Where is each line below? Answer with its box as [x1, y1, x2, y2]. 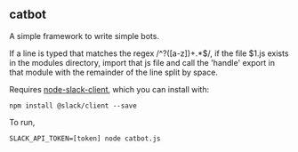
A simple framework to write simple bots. [9, 30, 160, 41]
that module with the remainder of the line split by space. [9, 67, 218, 77]
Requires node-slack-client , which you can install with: [9, 84, 210, 94]
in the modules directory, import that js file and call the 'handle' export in [9, 57, 276, 68]
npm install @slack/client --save [9, 101, 138, 110]
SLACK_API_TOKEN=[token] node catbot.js [9, 133, 162, 143]
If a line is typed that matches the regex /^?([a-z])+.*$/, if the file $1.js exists [9, 48, 289, 59]
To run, [9, 116, 36, 127]
